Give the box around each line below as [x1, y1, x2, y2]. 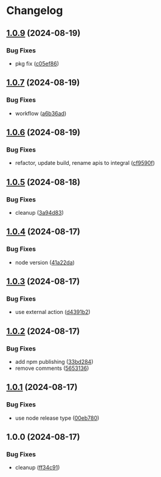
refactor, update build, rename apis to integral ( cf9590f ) [15, 159, 155, 167]
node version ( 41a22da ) [15, 259, 75, 266]
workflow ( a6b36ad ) [15, 110, 67, 117]
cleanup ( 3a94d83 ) [15, 209, 64, 216]
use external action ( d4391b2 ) [15, 308, 91, 316]
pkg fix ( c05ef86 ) [15, 60, 60, 67]
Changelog [6, 4, 63, 18]
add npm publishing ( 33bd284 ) [15, 358, 94, 365]
